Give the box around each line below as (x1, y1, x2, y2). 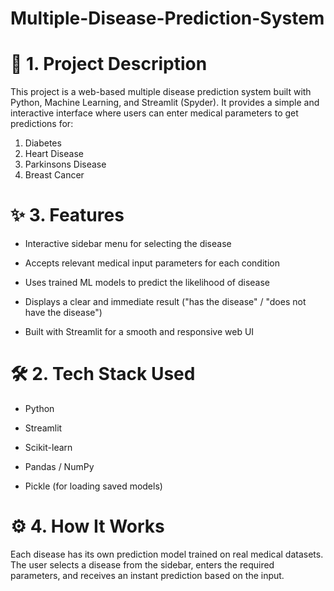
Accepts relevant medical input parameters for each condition (24, 257, 280, 269)
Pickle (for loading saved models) (24, 480, 163, 492)
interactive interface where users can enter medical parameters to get (10, 107, 299, 119)
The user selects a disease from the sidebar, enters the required (10, 558, 275, 571)
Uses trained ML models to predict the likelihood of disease (24, 277, 270, 289)
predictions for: (10, 118, 74, 130)
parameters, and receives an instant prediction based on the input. (10, 569, 285, 581)
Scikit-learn (24, 442, 73, 453)
